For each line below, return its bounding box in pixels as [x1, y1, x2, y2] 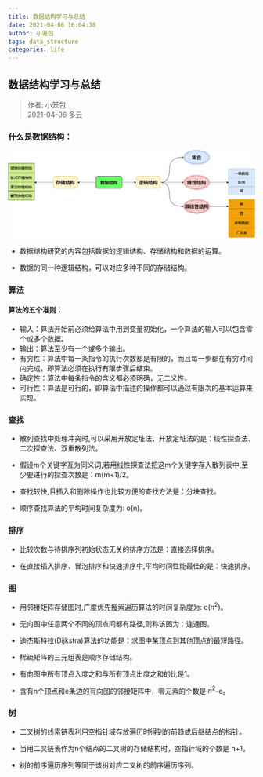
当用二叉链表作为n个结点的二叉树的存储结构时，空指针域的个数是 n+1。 [19, 743, 250, 753]
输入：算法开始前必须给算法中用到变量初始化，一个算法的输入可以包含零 [19, 324, 253, 334]
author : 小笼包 [8, 29, 54, 37]
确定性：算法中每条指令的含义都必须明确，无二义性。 [19, 374, 192, 383]
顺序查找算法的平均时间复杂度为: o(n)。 [19, 503, 147, 513]
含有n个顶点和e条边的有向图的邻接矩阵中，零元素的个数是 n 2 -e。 [19, 684, 230, 695]
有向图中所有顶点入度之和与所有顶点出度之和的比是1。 [19, 669, 194, 678]
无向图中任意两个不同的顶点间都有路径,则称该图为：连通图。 [19, 618, 214, 628]
